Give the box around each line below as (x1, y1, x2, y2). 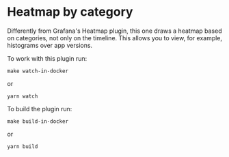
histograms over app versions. (7, 41, 93, 49)
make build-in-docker (7, 117, 69, 125)
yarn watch (7, 93, 38, 100)
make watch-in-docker (7, 68, 69, 74)
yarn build (7, 143, 38, 150)
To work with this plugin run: (7, 54, 87, 62)
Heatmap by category (7, 4, 133, 20)
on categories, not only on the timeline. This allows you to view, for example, (7, 33, 223, 42)
